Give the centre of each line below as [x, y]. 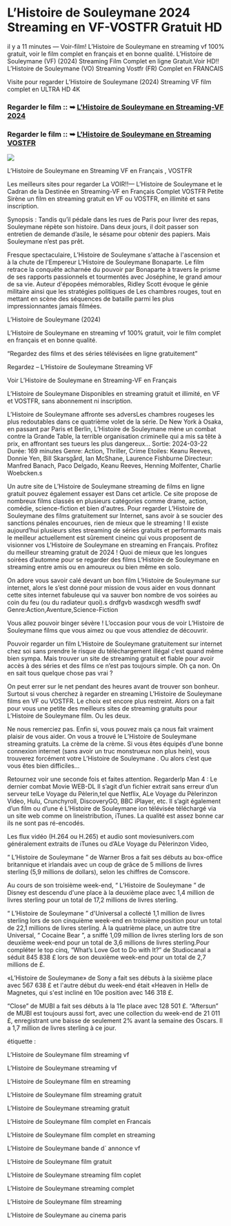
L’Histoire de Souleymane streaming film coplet [74, 1175]
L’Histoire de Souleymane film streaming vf [68, 1055]
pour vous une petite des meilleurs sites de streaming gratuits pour [102, 709]
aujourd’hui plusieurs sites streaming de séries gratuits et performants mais [114, 531]
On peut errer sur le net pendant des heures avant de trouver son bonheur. [113, 686]
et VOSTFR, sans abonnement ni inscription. [70, 401]
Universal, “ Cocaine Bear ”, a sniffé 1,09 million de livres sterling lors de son [115, 936]
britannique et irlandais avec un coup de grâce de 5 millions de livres [105, 864]
